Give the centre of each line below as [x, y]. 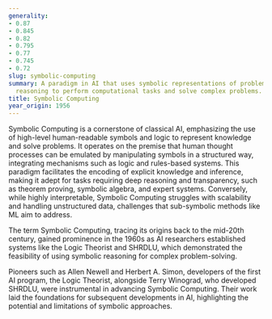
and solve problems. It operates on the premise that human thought [121, 146]
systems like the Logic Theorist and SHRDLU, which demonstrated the [125, 248]
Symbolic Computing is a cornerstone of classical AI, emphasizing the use [132, 129]
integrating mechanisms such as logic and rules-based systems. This [124, 163]
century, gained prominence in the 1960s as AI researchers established [127, 239]
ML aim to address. [40, 215]
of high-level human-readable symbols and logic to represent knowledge [130, 137]
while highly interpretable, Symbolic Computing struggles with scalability [130, 198]
